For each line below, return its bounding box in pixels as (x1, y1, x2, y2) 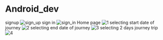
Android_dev (5, 3, 59, 15)
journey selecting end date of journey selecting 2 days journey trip (5, 24, 158, 30)
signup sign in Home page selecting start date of (5, 20, 155, 25)
